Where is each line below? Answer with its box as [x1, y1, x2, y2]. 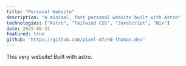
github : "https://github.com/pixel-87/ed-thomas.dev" [6, 37, 146, 43]
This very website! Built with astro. [6, 53, 93, 60]
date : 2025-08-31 [6, 25, 50, 32]
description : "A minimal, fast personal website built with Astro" [6, 14, 181, 20]
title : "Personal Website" [6, 8, 75, 15]
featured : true [6, 31, 45, 37]
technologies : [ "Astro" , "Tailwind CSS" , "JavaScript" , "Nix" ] [6, 20, 170, 26]
